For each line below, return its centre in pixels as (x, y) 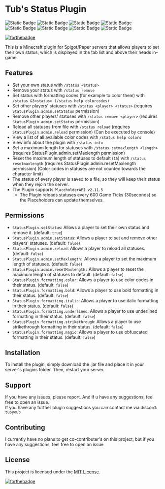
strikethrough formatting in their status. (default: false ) (68, 326)
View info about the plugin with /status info (58, 142)
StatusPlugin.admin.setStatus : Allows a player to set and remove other (85, 238)
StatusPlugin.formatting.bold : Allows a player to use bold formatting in (85, 290)
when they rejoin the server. (41, 184)
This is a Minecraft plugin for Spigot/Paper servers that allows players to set (82, 47)
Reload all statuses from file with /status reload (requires (71, 127)
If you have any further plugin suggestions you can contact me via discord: (81, 408)
